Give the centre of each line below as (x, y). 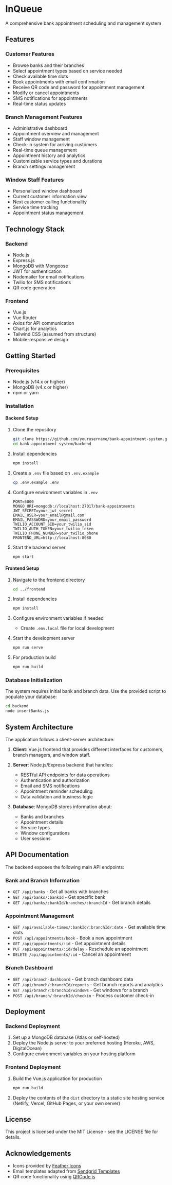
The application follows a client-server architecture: (60, 739)
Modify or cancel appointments (46, 93)
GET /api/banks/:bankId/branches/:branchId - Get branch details (82, 903)
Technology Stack (35, 229)
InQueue (24, 9)
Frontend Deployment (33, 1067)
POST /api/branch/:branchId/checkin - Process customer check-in (83, 995)
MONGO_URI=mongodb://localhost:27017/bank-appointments (74, 506)
